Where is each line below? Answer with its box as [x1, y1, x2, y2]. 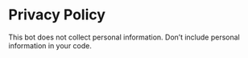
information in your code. [8, 40, 93, 50]
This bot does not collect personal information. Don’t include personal [8, 32, 240, 42]
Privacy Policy [8, 6, 106, 24]
